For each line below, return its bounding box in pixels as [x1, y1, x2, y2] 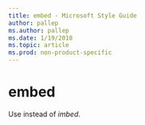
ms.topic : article [8, 41, 69, 49]
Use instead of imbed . [8, 109, 81, 119]
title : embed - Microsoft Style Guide [8, 11, 137, 20]
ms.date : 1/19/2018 [8, 33, 73, 42]
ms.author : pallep [8, 26, 69, 34]
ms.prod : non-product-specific [8, 49, 112, 57]
